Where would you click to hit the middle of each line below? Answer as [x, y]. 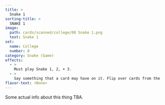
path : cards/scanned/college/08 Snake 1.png [56, 33]
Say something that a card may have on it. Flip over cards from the [87, 78]
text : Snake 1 [24, 37]
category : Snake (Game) [30, 55]
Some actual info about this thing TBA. [44, 97]
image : [12, 28]
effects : [14, 60]
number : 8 [20, 51]
